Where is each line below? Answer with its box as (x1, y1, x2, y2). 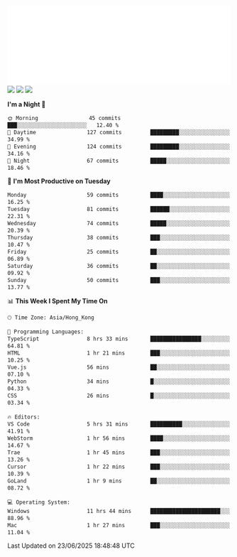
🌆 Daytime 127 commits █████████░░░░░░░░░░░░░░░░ (7, 129, 231, 136)
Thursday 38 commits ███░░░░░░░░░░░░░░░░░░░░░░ (7, 234, 231, 241)
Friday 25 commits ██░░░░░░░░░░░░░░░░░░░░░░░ (7, 248, 231, 255)
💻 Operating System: (7, 499, 71, 506)
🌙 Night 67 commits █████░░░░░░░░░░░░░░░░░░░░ (7, 157, 231, 164)
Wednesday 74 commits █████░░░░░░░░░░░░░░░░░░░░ (7, 220, 231, 227)
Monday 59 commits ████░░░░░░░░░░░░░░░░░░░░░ (7, 191, 231, 198)
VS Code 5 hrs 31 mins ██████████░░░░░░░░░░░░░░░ (7, 421, 231, 428)
